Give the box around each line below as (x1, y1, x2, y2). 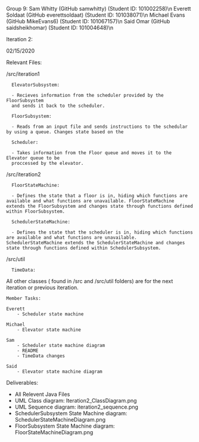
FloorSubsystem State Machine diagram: (14, 422, 115, 429)
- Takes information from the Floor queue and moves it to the (11, 150, 172, 156)
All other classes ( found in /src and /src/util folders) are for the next (6, 278, 173, 284)
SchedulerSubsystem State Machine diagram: (14, 410, 128, 417)
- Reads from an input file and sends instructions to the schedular (11, 124, 188, 130)
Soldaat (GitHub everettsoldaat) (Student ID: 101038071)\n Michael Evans (6, 11, 185, 19)
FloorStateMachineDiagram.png (14, 429, 94, 435)
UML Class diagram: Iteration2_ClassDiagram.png (14, 397, 137, 404)
